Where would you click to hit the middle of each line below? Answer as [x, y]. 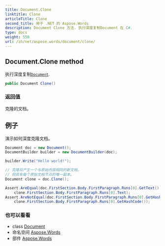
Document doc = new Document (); [38, 148]
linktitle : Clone [23, 14]
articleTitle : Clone [26, 19]
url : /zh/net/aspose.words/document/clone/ [50, 42]
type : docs [16, 32]
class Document [28, 226]
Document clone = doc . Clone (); [37, 179]
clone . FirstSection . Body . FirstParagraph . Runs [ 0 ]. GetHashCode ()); [82, 202]
